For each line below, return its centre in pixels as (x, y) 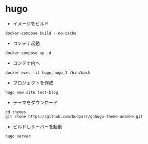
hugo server (18, 136)
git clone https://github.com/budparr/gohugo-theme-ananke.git (74, 117)
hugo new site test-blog (32, 92)
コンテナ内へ (26, 63)
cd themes (16, 112)
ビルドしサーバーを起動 (37, 126)
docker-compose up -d (28, 53)
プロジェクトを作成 (33, 82)
